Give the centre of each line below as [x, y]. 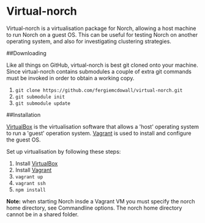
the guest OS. [24, 140]
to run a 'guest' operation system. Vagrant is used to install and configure [99, 133]
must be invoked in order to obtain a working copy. [70, 78]
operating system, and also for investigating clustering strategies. [89, 41]
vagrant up [29, 177]
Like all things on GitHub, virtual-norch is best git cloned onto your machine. [102, 65]
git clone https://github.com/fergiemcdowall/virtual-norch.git [99, 90]
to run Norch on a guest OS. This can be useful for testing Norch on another [102, 34]
